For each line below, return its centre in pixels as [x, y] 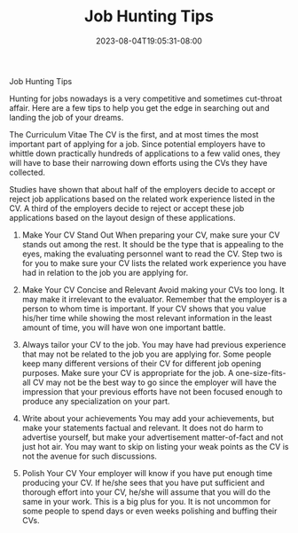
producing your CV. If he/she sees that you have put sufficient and [143, 482]
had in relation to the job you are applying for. [105, 272]
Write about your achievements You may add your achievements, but [148, 418]
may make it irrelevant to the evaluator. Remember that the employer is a [154, 299]
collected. [27, 172]
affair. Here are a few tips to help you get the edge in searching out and [140, 107]
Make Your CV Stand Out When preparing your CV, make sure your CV [151, 235]
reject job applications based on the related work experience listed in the [142, 199]
